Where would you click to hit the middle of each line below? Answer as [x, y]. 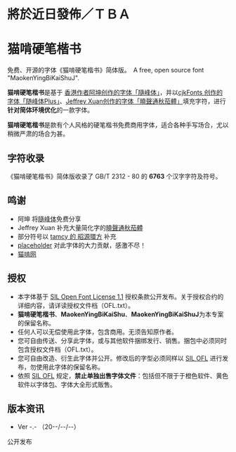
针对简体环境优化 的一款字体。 [50, 110]
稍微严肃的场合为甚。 [38, 134]
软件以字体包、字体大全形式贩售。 [67, 385]
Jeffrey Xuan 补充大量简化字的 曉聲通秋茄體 [80, 227]
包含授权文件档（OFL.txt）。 [57, 349]
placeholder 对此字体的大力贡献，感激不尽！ [81, 245]
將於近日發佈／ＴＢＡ [69, 14]
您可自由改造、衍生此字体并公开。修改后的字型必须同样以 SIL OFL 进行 [120, 358]
